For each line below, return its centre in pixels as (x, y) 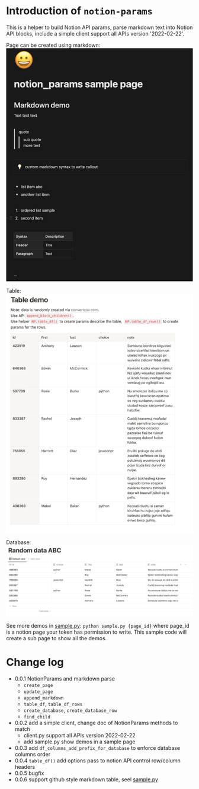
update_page (38, 692)
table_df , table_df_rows (53, 704)
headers (25, 767)
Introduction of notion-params (79, 11)
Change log (35, 662)
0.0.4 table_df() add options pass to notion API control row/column (97, 761)
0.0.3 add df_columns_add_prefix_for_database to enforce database (97, 748)
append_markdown (44, 698)
